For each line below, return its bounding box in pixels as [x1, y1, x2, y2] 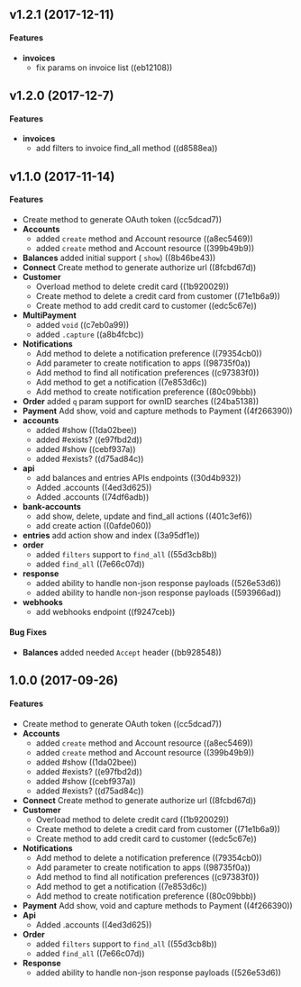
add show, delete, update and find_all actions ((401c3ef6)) [35, 511, 252, 521]
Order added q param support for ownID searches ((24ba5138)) [22, 395, 260, 406]
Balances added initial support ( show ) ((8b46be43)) [22, 252, 216, 263]
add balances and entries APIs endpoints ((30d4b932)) [35, 472, 242, 483]
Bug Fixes [9, 627, 48, 638]
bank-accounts [22, 501, 81, 512]
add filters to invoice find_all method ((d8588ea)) [35, 143, 218, 154]
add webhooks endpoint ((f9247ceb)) [35, 606, 176, 617]
